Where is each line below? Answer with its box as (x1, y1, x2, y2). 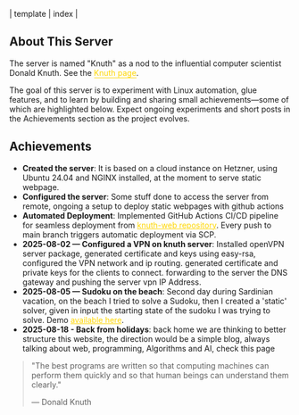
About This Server (9, 34, 113, 49)
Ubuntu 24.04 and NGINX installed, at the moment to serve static (21, 172, 262, 183)
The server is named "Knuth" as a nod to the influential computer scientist (9, 58, 282, 69)
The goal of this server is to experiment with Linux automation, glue (9, 85, 257, 95)
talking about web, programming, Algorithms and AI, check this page (21, 343, 275, 353)
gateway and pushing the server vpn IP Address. (21, 277, 202, 287)
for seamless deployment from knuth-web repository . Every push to (21, 220, 272, 230)
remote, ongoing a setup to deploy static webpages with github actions (21, 201, 284, 212)
